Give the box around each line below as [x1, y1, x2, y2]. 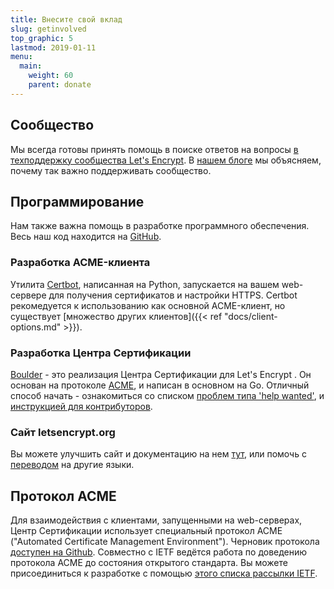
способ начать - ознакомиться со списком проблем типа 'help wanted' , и [10, 389, 325, 401]
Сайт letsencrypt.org [10, 425, 116, 439]
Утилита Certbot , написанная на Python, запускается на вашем [10, 278, 280, 290]
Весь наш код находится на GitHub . [10, 231, 162, 243]
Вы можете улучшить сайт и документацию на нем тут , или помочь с [10, 448, 307, 460]
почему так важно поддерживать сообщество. [10, 164, 212, 176]
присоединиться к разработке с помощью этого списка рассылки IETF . [10, 567, 318, 580]
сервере [10, 289, 47, 301]
